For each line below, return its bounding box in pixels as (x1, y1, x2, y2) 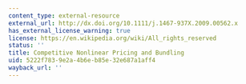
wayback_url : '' (8, 64, 63, 72)
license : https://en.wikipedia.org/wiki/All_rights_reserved (8, 34, 217, 42)
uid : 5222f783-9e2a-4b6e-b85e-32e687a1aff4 (8, 57, 156, 65)
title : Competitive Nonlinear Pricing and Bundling (8, 49, 184, 57)
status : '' (8, 42, 45, 50)
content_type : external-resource (8, 11, 120, 20)
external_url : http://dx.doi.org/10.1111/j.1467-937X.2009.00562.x (8, 19, 239, 27)
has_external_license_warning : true (8, 26, 131, 34)
